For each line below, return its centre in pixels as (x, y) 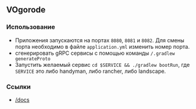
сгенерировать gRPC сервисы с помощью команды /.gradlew (95, 53)
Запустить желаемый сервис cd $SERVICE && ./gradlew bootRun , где (102, 64)
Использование (31, 27)
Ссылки (19, 87)
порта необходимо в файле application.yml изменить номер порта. (102, 46)
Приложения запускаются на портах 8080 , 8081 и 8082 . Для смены (100, 40)
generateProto (33, 59)
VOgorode (26, 10)
